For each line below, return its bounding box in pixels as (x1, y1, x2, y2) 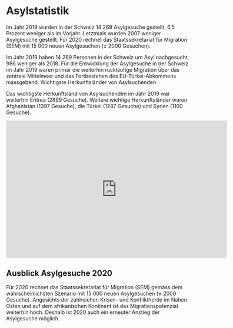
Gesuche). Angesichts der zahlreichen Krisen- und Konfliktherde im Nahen (6, 296, 187, 303)
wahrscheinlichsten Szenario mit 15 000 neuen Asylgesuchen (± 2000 (6, 290, 177, 297)
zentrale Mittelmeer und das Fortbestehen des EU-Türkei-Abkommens (6, 72, 177, 79)
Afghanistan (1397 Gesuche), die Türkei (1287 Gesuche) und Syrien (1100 (6, 102, 183, 109)
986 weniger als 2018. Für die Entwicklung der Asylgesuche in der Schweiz (6, 60, 189, 67)
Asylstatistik (6, 4, 69, 18)
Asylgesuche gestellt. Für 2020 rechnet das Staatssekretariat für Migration (6, 36, 187, 43)
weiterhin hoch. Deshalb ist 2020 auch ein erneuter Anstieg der (6, 309, 160, 316)
